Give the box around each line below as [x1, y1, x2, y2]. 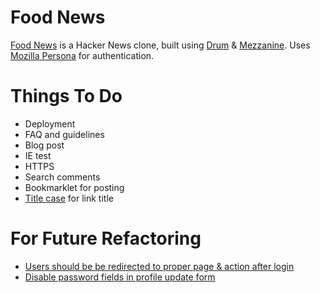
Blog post [24, 139, 65, 151]
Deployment [24, 117, 76, 130]
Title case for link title [24, 192, 114, 204]
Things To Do [10, 85, 123, 108]
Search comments [24, 171, 101, 183]
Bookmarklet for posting [24, 181, 125, 193]
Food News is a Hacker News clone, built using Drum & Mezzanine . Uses [10, 39, 311, 51]
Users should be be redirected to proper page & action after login [24, 260, 295, 272]
